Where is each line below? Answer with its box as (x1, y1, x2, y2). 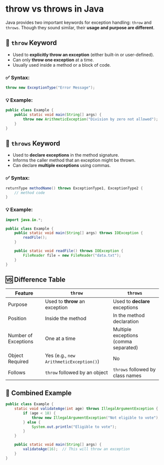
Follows (8, 369, 26, 376)
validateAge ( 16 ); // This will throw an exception (23, 447, 130, 451)
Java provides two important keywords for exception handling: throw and (5, 19, 152, 25)
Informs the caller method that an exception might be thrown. (12, 157, 136, 163)
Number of (8, 332, 33, 339)
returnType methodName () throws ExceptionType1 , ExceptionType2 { (5, 186, 143, 191)
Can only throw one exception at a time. (12, 57, 94, 63)
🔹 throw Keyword (5, 39, 57, 47)
